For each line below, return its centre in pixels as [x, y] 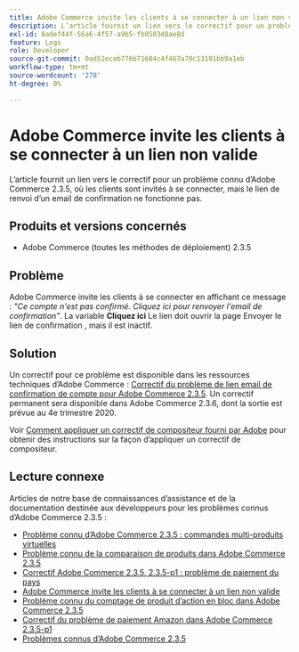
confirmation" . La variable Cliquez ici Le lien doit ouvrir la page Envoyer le [145, 316]
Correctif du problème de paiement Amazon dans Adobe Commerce [147, 619]
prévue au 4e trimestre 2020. [63, 412]
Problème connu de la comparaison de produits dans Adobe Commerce [154, 553]
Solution [33, 353]
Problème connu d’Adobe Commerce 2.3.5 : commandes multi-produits [153, 534]
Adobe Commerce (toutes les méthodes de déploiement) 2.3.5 [137, 248]
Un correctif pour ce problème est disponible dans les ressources [130, 375]
